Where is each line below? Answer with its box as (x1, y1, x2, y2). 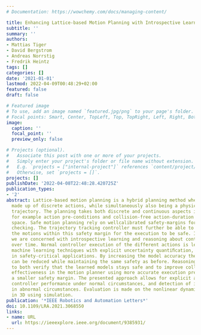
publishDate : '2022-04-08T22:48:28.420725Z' (6, 180, 119, 186)
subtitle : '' (6, 25, 39, 31)
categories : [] (6, 70, 44, 76)
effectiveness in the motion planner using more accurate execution (11, 270, 186, 276)
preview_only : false (11, 136, 63, 143)
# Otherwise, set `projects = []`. (6, 169, 100, 176)
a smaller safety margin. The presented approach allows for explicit (11, 275, 191, 282)
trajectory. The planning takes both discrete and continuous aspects (11, 208, 191, 215)
